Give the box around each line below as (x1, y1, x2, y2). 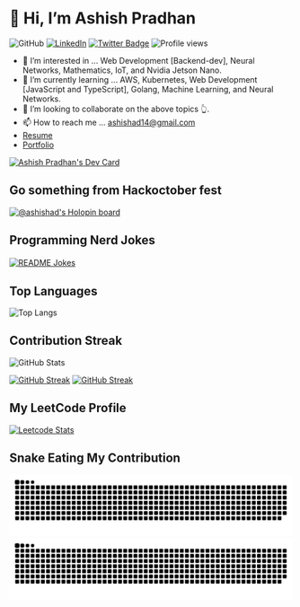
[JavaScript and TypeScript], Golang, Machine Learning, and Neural (22, 84, 274, 94)
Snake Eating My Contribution (9, 451, 181, 466)
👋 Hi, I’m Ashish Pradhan (9, 8, 196, 29)
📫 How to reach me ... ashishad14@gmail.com (22, 117, 196, 128)
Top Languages (9, 283, 98, 299)
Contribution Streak (9, 333, 123, 348)
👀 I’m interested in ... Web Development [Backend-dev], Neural (22, 55, 255, 66)
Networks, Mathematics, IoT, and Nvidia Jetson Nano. (22, 65, 222, 75)
